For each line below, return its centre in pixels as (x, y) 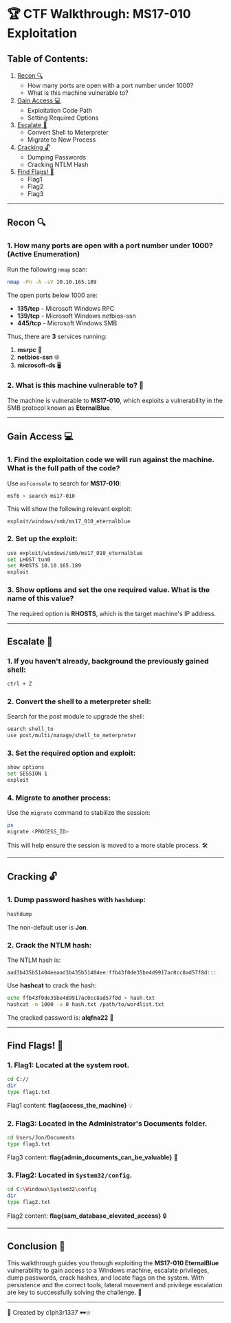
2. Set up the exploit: (42, 539)
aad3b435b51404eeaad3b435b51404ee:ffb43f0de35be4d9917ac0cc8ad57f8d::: (112, 972)
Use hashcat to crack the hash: (52, 985)
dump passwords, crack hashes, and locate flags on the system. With (106, 1278)
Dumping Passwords (57, 157)
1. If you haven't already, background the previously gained (108, 661)
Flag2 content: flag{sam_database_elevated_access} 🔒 (87, 1216)
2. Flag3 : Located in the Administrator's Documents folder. (107, 1124)
